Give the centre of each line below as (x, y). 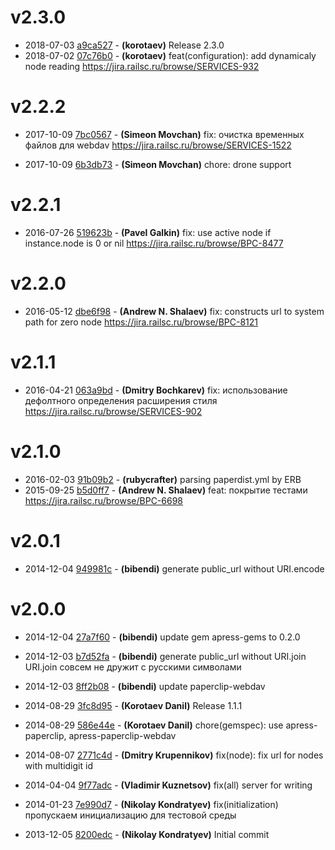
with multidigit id (58, 765)
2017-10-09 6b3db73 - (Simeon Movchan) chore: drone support (158, 164)
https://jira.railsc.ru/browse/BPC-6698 (104, 500)
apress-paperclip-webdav (122, 735)
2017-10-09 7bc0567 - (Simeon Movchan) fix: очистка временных (164, 134)
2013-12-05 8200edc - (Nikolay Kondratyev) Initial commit (147, 834)
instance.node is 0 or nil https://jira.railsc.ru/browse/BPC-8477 (154, 243)
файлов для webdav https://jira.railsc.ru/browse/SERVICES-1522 (158, 145)
